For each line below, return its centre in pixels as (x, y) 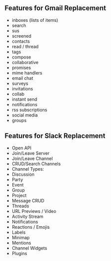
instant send (25, 99)
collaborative (25, 62)
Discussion (23, 174)
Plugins (20, 253)
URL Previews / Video (34, 211)
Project (19, 195)
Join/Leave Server (31, 153)
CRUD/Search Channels (36, 164)
